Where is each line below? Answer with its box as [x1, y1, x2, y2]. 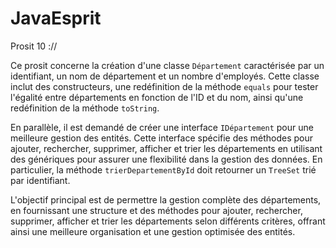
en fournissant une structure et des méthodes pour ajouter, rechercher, [10, 204, 303, 216]
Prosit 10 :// [10, 40, 58, 52]
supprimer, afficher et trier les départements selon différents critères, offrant [10, 215, 326, 227]
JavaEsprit [10, 7, 102, 30]
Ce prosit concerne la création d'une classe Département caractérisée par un [10, 59, 325, 71]
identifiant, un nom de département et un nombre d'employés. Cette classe [10, 70, 320, 82]
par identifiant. [10, 174, 71, 186]
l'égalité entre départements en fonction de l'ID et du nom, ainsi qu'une [10, 91, 304, 103]
